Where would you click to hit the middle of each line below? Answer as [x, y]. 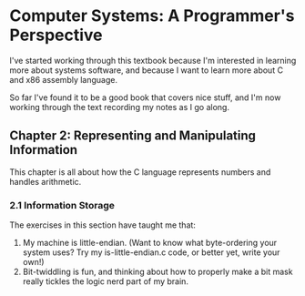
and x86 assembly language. [64, 79]
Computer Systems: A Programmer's [152, 16]
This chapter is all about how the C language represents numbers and [140, 172]
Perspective [56, 35]
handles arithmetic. [46, 181]
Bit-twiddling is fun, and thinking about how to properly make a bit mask [158, 272]
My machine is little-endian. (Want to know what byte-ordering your [150, 243]
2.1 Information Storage [62, 205]
